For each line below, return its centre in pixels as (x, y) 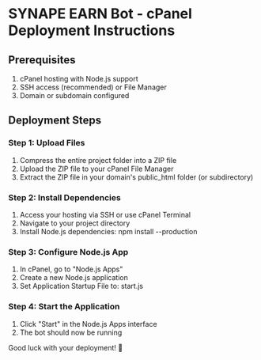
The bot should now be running (71, 332)
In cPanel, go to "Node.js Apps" (71, 269)
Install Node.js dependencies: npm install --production (108, 231)
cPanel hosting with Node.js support (79, 79)
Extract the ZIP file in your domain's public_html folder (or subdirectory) (136, 177)
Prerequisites (42, 60)
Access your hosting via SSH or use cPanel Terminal (105, 214)
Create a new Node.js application (74, 278)
